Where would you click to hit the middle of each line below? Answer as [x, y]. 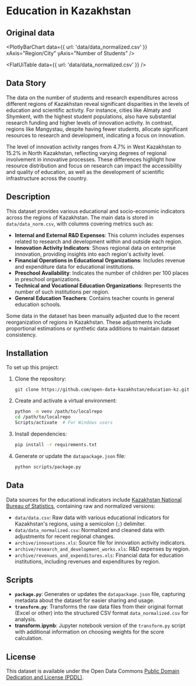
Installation [27, 353]
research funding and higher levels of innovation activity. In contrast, [90, 123]
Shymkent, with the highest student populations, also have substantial [91, 116]
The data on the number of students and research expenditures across [92, 97]
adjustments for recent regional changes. [65, 536]
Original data [30, 33]
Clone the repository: [40, 379]
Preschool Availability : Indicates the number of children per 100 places [102, 273]
